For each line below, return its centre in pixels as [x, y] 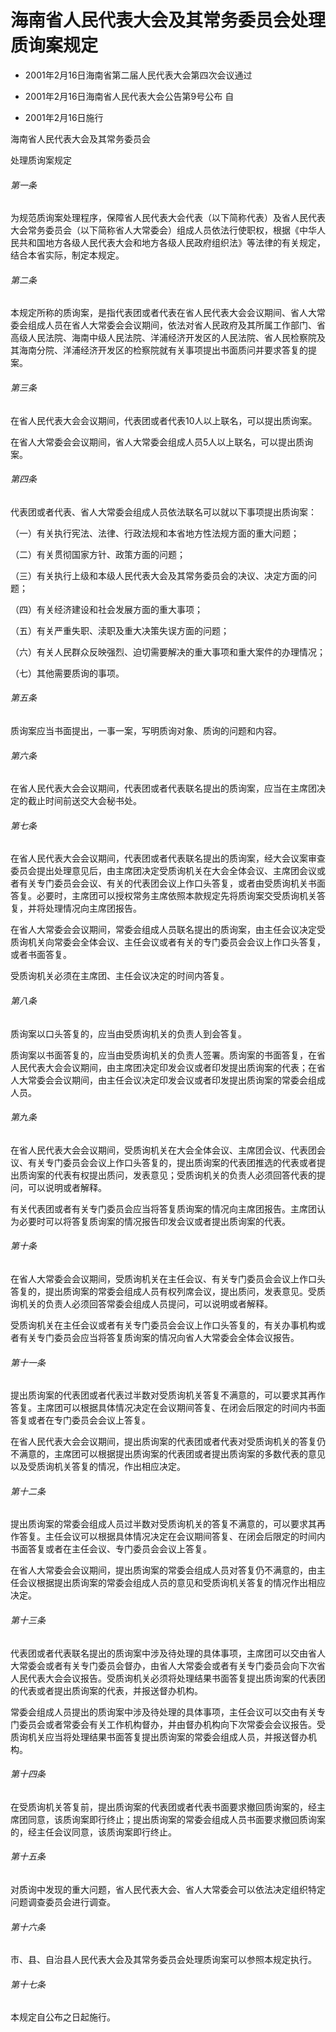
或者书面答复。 [41, 955]
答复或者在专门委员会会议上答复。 [80, 1420]
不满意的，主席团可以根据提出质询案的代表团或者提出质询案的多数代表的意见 [168, 1454]
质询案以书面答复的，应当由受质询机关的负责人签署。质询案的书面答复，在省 [168, 1055]
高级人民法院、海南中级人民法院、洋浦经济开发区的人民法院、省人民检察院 [163, 338]
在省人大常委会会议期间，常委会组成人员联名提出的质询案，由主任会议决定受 [168, 930]
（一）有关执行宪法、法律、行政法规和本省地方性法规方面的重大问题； [155, 533]
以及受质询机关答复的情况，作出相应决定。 [98, 1467]
